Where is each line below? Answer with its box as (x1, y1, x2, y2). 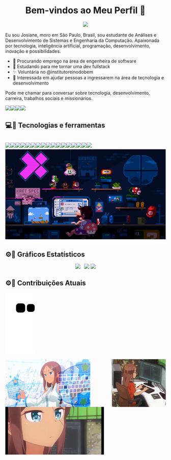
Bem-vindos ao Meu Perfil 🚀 (25, 5, 146, 16)
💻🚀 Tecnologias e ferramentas (5, 121, 105, 130)
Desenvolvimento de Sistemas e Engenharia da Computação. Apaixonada (5, 37, 159, 43)
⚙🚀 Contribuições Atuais (5, 279, 87, 287)
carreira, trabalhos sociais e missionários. (5, 95, 93, 101)
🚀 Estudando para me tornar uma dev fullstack (12, 63, 110, 69)
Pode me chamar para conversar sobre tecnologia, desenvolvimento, (5, 90, 150, 96)
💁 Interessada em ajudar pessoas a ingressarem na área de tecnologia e (12, 74, 164, 80)
